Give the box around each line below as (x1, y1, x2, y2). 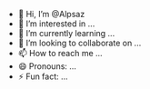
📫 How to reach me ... (17, 48, 103, 58)
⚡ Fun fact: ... (17, 71, 68, 82)
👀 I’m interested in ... (17, 18, 95, 29)
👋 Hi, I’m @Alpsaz (17, 9, 85, 19)
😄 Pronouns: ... (17, 61, 77, 72)
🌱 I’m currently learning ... (17, 28, 115, 38)
